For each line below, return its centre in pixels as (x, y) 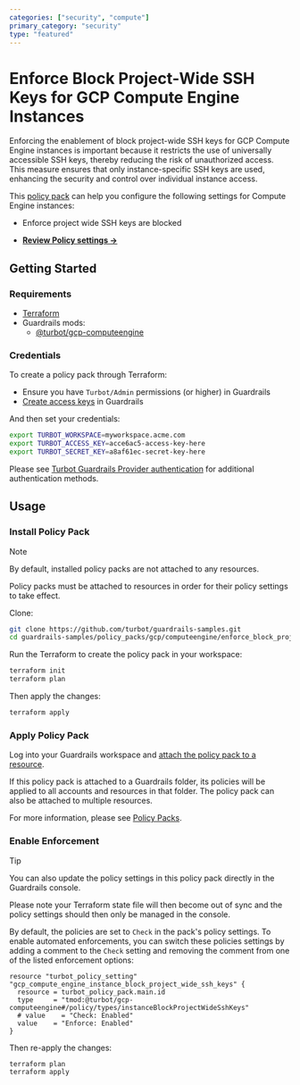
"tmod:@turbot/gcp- (97, 1000)
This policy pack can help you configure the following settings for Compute (148, 196)
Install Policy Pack (50, 532)
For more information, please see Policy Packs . (96, 818)
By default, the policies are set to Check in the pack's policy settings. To (140, 931)
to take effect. (35, 596)
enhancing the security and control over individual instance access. (133, 179)
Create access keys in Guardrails (83, 402)
